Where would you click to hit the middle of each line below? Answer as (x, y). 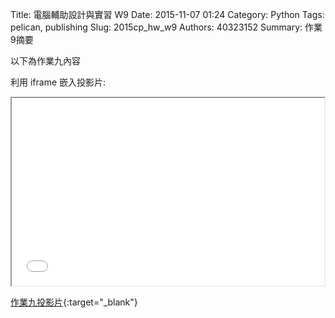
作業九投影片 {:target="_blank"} (74, 302)
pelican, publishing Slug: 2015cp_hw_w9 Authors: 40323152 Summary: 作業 (166, 27)
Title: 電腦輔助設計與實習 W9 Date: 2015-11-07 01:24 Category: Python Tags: (167, 14)
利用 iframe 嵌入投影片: (58, 82)
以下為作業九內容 (45, 61)
